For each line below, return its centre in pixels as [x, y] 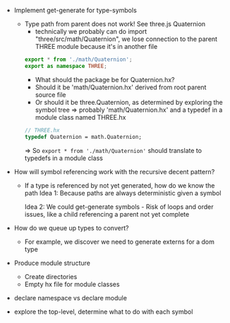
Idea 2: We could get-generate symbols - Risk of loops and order [119, 206]
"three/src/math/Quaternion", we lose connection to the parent [126, 39]
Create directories [51, 276]
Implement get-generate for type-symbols [75, 10]
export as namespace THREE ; [66, 66]
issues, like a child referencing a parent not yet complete [107, 214]
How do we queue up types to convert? [71, 228]
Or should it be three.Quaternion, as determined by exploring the [129, 102]
